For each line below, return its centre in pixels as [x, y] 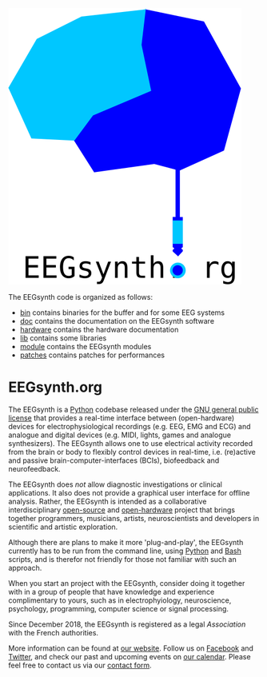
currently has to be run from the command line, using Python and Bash [125, 551]
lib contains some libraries [63, 338]
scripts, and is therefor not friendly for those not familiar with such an [123, 559]
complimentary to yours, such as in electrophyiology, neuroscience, [120, 600]
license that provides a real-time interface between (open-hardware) [122, 418]
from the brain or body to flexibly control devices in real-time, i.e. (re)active [132, 452]
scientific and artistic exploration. [63, 527]
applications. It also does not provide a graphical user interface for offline [129, 492]
